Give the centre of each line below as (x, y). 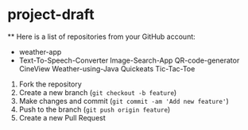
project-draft (51, 15)
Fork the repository (50, 84)
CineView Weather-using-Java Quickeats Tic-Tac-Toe (107, 68)
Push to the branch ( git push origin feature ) (95, 109)
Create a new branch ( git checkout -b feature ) (98, 92)
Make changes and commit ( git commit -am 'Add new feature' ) (124, 101)
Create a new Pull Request (62, 117)
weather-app (40, 52)
